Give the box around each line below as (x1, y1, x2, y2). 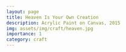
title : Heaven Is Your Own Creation (6, 14, 99, 20)
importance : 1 (6, 31, 42, 37)
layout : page (6, 8, 39, 15)
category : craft (6, 36, 47, 42)
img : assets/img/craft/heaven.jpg (6, 25, 94, 32)
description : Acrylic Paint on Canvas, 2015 (6, 20, 121, 26)
